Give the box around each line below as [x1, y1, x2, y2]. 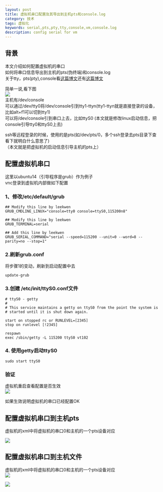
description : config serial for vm [5, 30, 78, 35]
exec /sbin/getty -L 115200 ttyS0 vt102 [5, 335, 89, 340]
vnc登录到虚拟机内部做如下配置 [5, 180, 68, 186]
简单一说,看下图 [5, 86, 37, 92]
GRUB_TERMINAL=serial [5, 221, 49, 227]
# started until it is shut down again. [5, 309, 89, 314]
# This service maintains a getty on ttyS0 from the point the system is [5, 305, 159, 310]
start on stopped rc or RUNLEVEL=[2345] [5, 318, 89, 323]
